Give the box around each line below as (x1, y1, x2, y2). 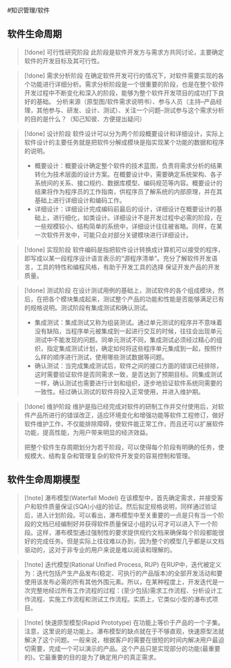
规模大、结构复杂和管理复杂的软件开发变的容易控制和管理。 (24, 451, 194, 459)
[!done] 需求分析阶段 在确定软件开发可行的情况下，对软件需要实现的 (24, 71, 219, 80)
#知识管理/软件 (7, 6, 50, 14)
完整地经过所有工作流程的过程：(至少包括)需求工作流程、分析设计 (30, 586, 217, 595)
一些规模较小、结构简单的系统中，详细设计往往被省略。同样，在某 (34, 222, 223, 230)
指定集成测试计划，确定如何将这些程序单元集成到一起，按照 (46, 344, 216, 352)
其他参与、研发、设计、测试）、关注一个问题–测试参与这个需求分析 (36, 106, 225, 114)
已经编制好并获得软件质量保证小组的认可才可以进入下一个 (48, 519, 212, 528)
